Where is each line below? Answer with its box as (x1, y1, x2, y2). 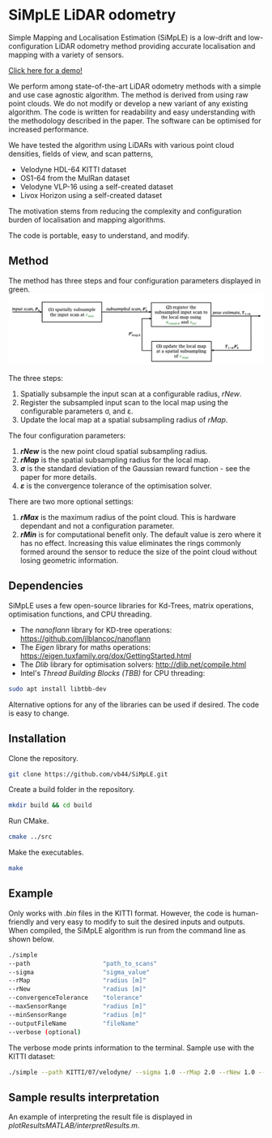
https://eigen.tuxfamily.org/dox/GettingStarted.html (19, 651, 192, 660)
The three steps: (8, 374, 63, 383)
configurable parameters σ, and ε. (19, 406, 134, 416)
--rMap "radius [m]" (8, 976, 147, 984)
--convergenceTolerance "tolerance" (8, 993, 143, 1002)
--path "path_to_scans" (8, 959, 158, 967)
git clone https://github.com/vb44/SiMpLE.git (8, 770, 168, 778)
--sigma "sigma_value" (8, 968, 151, 976)
